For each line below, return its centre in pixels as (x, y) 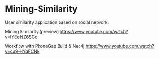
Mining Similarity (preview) (32, 31)
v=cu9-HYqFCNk (22, 51)
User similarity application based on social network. (57, 22)
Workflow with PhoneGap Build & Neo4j (45, 46)
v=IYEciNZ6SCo (21, 37)
